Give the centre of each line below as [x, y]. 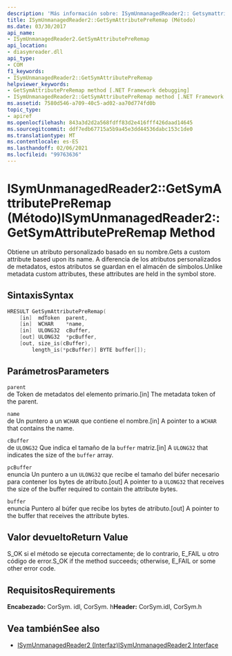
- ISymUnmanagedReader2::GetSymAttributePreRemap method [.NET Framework [116, 97]
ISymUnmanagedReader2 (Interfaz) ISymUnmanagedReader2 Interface [118, 645]
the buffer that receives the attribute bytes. [68, 515]
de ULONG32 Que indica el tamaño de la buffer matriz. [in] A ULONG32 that [108, 447]
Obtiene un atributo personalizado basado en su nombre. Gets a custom [109, 252]
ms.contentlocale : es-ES [43, 142]
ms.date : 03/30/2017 [37, 26]
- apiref [20, 116]
